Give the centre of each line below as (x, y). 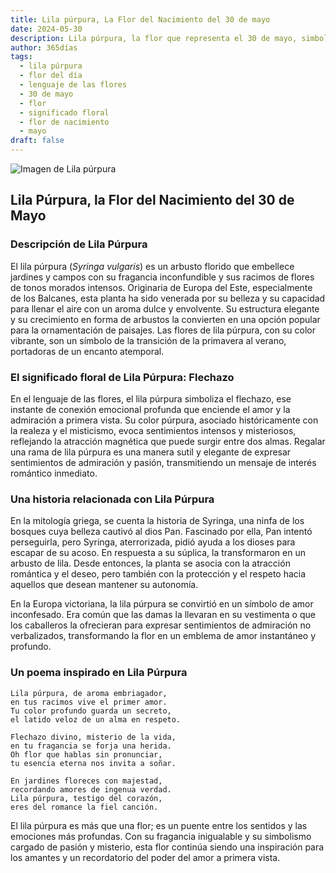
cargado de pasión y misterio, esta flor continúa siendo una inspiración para (167, 847)
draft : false (37, 141)
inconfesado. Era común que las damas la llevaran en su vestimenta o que (163, 615)
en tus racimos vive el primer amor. (89, 702)
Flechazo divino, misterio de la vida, (93, 737)
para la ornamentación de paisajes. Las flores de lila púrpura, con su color (163, 330)
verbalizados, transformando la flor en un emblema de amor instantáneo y (163, 636)
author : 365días (44, 47)
